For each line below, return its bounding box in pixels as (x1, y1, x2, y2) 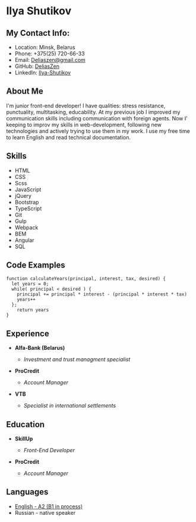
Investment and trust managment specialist (23, 356, 131, 363)
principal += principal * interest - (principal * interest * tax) (17, 291, 187, 297)
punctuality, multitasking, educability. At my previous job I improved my (6, 108, 181, 116)
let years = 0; (11, 281, 49, 287)
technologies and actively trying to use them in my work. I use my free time (6, 127, 190, 135)
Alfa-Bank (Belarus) (14, 344, 65, 352)
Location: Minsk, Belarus (14, 44, 75, 51)
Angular (14, 237, 34, 244)
